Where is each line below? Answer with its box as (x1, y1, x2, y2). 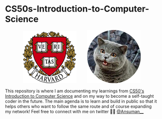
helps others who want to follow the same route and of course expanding (5, 104, 152, 109)
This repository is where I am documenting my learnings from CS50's (5, 88, 144, 94)
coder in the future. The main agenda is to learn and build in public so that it (5, 98, 157, 104)
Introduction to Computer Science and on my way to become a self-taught (5, 93, 154, 99)
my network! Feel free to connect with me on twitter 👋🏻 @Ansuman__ (5, 109, 144, 115)
